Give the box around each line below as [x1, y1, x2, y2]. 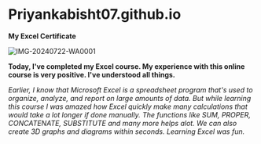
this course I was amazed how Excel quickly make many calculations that [8, 102, 248, 111]
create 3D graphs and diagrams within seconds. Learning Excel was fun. [8, 127, 245, 136]
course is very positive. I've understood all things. [8, 70, 175, 79]
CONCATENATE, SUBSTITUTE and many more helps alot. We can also [8, 118, 237, 128]
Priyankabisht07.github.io [8, 5, 182, 23]
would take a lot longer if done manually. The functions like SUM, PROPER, [8, 110, 252, 119]
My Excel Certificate [8, 31, 76, 41]
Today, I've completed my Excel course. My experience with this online [8, 61, 245, 71]
